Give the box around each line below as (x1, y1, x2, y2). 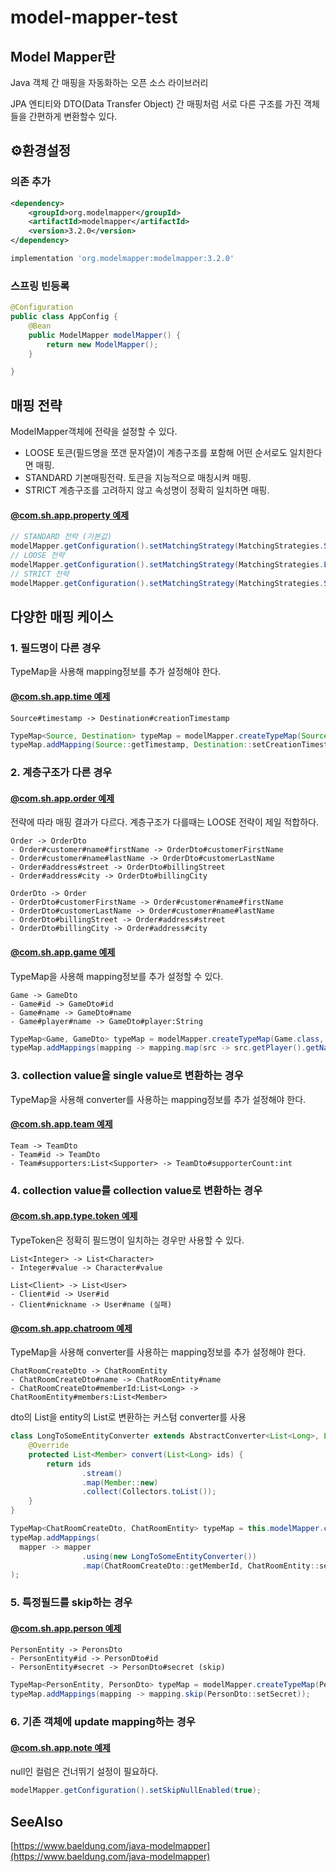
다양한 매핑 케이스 (10, 609, 114, 626)
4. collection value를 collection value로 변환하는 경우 (10, 1183, 263, 1197)
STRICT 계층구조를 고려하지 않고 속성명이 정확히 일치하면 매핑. (24, 484, 270, 496)
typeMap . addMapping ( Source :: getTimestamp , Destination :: (10, 740, 253, 750)
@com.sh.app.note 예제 (10, 1741, 111, 1753)
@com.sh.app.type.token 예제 (10, 1210, 138, 1222)
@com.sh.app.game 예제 (10, 946, 116, 958)
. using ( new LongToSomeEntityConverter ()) (81, 1551, 257, 1561)
